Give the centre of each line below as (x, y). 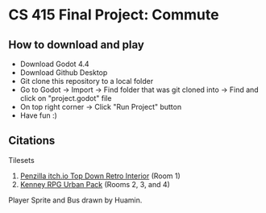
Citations (32, 141)
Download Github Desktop (64, 73)
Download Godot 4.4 (55, 64)
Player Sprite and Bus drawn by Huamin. (75, 200)
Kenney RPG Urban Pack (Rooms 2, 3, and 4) (95, 184)
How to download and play (77, 45)
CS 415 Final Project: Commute (114, 15)
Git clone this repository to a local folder (87, 81)
